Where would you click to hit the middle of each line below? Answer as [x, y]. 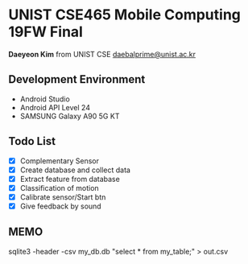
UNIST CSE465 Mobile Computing [125, 15]
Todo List [32, 141]
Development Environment [77, 79]
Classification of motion [59, 188]
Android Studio [45, 99]
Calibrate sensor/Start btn [63, 197]
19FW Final [45, 32]
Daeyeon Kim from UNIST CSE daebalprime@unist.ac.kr [102, 54]
